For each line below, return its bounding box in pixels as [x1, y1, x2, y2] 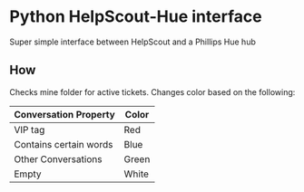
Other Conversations [14, 152, 103, 165]
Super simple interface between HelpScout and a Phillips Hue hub [9, 36, 256, 47]
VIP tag [14, 123, 45, 136]
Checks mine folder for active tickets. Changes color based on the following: [9, 86, 296, 97]
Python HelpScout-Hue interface [9, 6, 262, 27]
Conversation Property [14, 108, 115, 120]
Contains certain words [14, 138, 113, 150]
